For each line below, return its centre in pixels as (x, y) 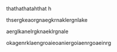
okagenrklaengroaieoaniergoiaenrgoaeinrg (59, 43)
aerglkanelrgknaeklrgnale (37, 31)
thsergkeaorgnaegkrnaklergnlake (47, 20)
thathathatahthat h (29, 9)
